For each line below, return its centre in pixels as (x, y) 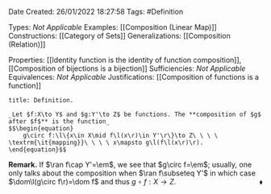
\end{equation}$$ (38, 150)
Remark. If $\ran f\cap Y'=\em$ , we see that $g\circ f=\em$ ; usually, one (130, 165)
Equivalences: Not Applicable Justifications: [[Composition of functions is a (134, 77)
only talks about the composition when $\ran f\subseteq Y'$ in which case (132, 173)
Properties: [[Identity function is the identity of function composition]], (125, 60)
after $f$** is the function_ (59, 122)
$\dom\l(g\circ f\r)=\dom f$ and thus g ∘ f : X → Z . (92, 182)
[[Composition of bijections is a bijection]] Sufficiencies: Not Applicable (127, 68)
